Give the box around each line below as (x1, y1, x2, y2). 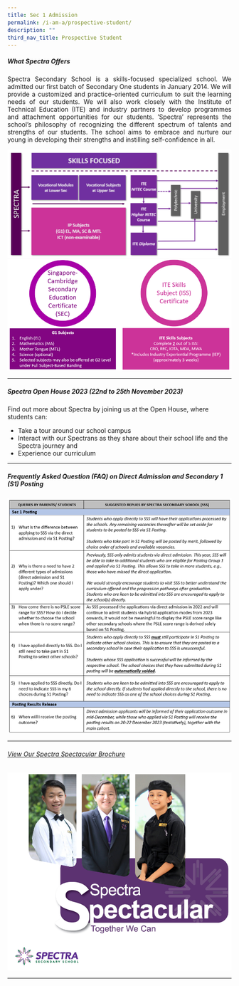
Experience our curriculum (17, 449, 96, 458)
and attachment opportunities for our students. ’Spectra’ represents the (7, 112, 232, 121)
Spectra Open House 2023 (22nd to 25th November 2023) (7, 387, 184, 395)
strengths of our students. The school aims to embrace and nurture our (7, 128, 232, 137)
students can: (7, 413, 48, 421)
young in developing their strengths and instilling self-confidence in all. (7, 135, 216, 144)
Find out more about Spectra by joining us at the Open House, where (7, 405, 209, 414)
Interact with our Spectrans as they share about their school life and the (17, 434, 228, 443)
